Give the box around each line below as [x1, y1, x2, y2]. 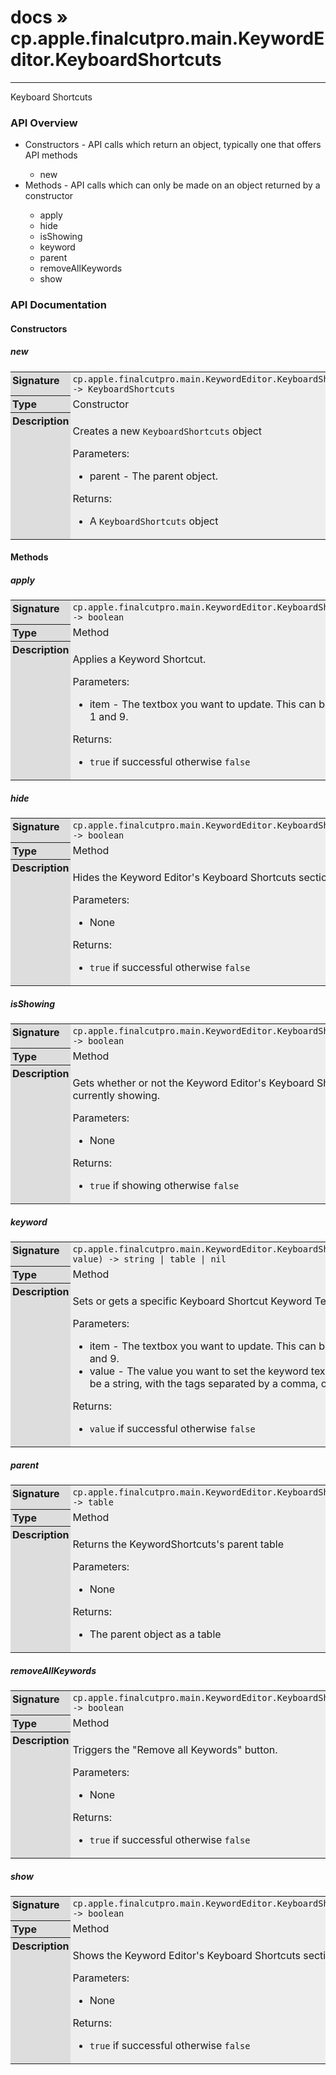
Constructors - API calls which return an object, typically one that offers [24, 139, 322, 151]
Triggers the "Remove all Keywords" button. [72, 1743, 278, 1757]
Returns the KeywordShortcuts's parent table [72, 1537, 285, 1551]
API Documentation [10, 298, 108, 312]
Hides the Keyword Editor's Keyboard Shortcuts [72, 871, 297, 885]
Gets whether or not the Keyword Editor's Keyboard [72, 1076, 315, 1090]
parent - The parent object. [89, 469, 218, 483]
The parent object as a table [89, 1627, 222, 1641]
